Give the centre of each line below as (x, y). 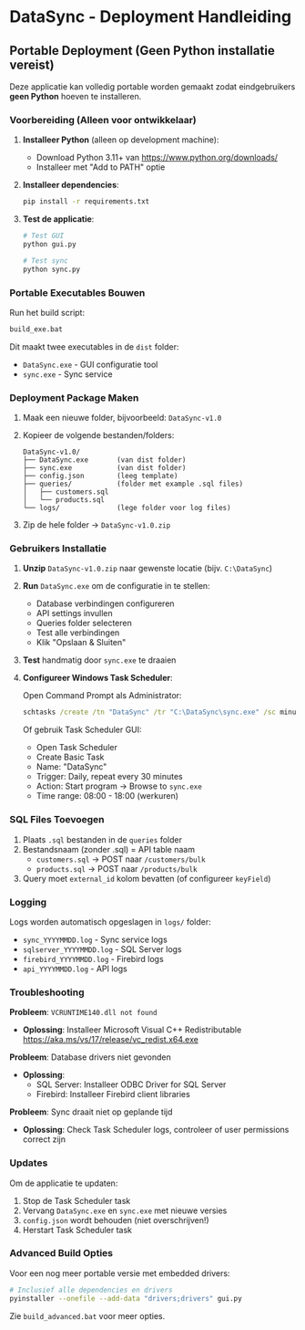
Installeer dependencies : (71, 185)
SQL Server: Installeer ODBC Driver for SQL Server (131, 1084)
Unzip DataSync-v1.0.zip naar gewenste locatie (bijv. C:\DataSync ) (147, 569)
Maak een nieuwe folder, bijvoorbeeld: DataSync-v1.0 (122, 418)
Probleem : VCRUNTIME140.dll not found (83, 1012)
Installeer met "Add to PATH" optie (101, 167)
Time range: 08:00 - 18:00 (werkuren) (107, 796)
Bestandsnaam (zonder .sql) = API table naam (109, 849)
